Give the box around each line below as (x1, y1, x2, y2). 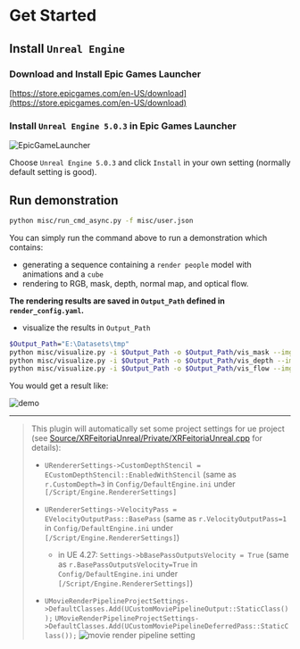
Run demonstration (9, 193, 119, 208)
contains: (9, 242, 44, 253)
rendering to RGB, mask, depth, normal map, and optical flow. (21, 278, 249, 288)
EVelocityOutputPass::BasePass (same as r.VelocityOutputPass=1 (44, 513, 287, 524)
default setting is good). (9, 167, 97, 178)
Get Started (9, 5, 96, 26)
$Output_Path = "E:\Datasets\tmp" (9, 339, 129, 348)
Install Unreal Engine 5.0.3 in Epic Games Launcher (9, 120, 237, 132)
